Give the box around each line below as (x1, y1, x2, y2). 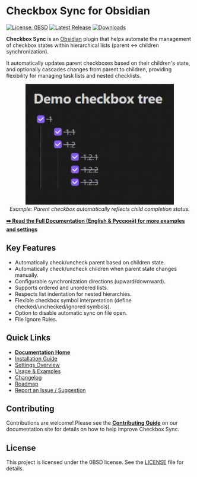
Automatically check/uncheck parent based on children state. (14, 258, 166, 266)
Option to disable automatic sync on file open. (14, 309, 128, 316)
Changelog (14, 374, 42, 381)
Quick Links (6, 333, 51, 343)
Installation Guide (14, 355, 58, 362)
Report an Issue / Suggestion (14, 386, 86, 393)
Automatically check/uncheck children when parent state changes (14, 265, 177, 272)
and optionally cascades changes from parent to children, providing (6, 65, 172, 72)
